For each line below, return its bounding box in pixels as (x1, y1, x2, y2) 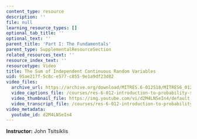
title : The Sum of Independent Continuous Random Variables (6, 68, 157, 74)
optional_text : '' (6, 36, 51, 41)
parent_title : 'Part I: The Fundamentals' (6, 41, 111, 47)
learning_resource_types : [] (6, 25, 77, 31)
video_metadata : (6, 106, 46, 112)
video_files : (6, 79, 38, 85)
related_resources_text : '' (6, 52, 75, 58)
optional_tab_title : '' (6, 30, 64, 36)
